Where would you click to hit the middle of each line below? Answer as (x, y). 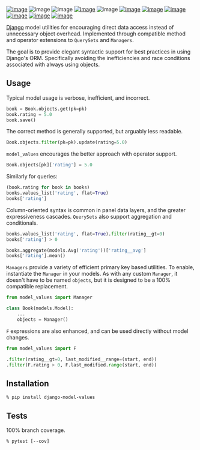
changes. (18, 337)
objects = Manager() (43, 319)
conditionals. (22, 223)
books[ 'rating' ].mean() (36, 256)
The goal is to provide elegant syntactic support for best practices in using (98, 52)
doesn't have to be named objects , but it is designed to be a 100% (89, 280)
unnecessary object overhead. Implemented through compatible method (96, 34)
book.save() (21, 120)
